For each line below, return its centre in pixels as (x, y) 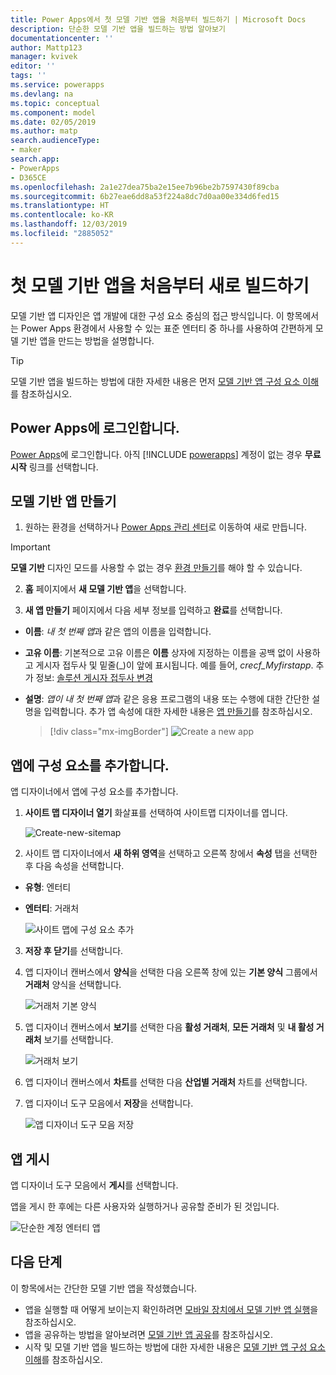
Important (30, 547)
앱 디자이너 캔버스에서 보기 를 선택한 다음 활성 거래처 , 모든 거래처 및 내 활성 (169, 1027)
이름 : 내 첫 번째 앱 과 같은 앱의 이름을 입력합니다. (118, 632)
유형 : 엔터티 (48, 887)
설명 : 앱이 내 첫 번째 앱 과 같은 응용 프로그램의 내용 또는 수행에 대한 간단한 (167, 699)
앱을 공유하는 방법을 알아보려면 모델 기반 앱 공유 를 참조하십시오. (148, 1334)
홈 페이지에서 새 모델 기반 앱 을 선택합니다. (105, 589)
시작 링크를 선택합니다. (54, 467)
